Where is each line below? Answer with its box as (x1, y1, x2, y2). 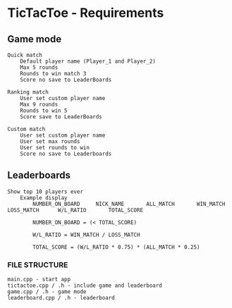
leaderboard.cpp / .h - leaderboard (7, 295, 115, 302)
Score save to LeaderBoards (20, 113, 102, 121)
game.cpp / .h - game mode (7, 288, 87, 295)
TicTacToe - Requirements (7, 5, 164, 21)
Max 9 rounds (20, 101, 59, 108)
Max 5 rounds (20, 64, 59, 71)
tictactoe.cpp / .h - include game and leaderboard (7, 282, 162, 290)
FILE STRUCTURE (7, 259, 68, 269)
